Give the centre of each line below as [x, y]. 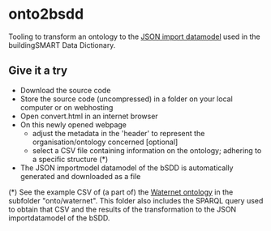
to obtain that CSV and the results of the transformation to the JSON [123, 209]
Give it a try [38, 71]
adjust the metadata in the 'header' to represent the [118, 133]
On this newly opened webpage [73, 124]
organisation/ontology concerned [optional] [105, 142]
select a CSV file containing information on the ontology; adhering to [147, 150]
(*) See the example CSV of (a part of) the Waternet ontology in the [121, 192]
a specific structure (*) [70, 159]
